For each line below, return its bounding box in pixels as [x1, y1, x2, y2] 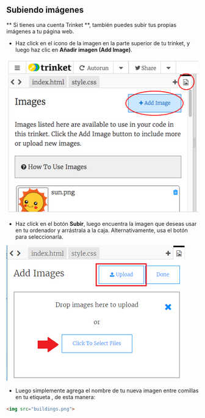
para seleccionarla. [15, 233, 64, 241]
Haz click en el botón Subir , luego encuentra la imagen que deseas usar [15, 220, 197, 227]
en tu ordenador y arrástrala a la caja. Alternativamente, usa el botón [15, 226, 188, 234]
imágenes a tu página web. [6, 28, 74, 35]
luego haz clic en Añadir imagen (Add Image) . [15, 46, 132, 53]
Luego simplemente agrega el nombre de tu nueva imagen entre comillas [15, 387, 199, 394]
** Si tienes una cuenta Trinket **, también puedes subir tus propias [6, 21, 177, 28]
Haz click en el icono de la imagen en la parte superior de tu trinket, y [15, 39, 190, 47]
